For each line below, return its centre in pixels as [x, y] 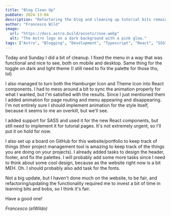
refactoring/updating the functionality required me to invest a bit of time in [83, 183]
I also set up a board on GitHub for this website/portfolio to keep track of [81, 141]
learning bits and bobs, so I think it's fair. [48, 189]
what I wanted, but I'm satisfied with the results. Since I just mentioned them [85, 94]
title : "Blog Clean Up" [31, 10]
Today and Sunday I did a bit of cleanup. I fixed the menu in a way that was [84, 57]
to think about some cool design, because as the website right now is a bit [83, 163]
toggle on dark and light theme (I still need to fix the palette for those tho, [82, 68]
